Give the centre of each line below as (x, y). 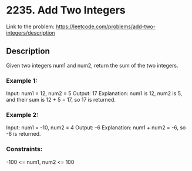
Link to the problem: (30, 26)
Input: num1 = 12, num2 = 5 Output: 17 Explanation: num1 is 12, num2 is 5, (94, 93)
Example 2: (22, 115)
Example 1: (22, 81)
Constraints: (24, 149)
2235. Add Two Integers (66, 10)
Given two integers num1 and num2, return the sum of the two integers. (92, 65)
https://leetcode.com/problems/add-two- (105, 26)
